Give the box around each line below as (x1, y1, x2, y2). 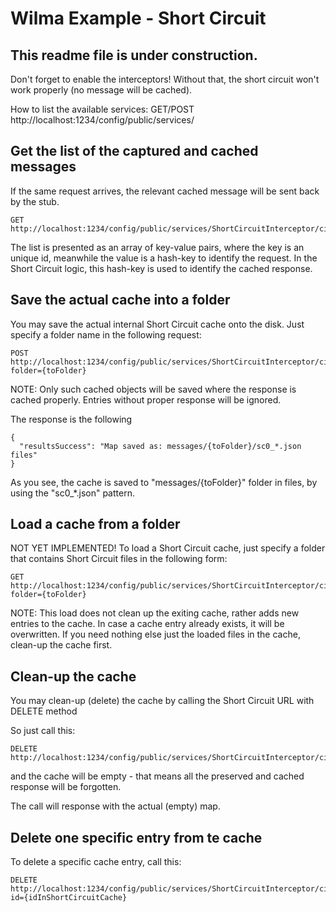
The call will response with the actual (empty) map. (10, 800, 221, 812)
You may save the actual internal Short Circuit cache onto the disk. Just (10, 318, 305, 330)
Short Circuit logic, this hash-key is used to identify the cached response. (10, 262, 313, 274)
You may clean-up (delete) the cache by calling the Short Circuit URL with (10, 695, 315, 707)
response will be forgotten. (10, 781, 122, 793)
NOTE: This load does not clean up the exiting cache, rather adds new (10, 607, 300, 619)
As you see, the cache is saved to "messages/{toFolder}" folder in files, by (10, 476, 318, 488)
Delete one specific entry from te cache (10, 829, 263, 846)
